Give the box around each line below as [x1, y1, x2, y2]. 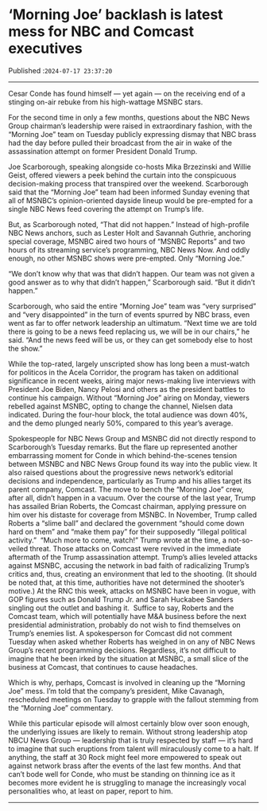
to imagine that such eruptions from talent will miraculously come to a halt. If [8, 743, 259, 754]
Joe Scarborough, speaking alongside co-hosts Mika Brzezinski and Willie [8, 162, 252, 171]
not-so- [227, 535, 253, 545]
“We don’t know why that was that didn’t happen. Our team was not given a [8, 268, 255, 278]
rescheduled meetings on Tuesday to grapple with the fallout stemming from [8, 695, 259, 704]
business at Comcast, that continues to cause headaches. [8, 662, 199, 672]
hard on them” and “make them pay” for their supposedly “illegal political [8, 527, 247, 536]
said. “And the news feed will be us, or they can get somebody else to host [8, 335, 253, 344]
